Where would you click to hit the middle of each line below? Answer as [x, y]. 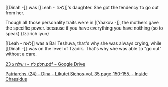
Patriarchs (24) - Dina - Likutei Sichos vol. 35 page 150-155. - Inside [76, 74]
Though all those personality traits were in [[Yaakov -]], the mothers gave [82, 23]
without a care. [21, 54]
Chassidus [16, 79]
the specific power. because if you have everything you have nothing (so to [84, 28]
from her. [15, 13]
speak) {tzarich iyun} [27, 33]
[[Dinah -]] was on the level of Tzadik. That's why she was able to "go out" [83, 49]
